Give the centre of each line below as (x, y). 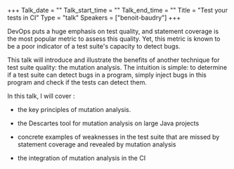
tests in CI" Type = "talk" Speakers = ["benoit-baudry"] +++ (94, 18)
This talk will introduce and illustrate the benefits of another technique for (113, 60)
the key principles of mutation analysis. (74, 109)
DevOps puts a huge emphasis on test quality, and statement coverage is (113, 31)
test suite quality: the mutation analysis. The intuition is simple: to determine (117, 67)
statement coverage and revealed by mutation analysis (97, 144)
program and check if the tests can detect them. (77, 82)
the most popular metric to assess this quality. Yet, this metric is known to (114, 39)
